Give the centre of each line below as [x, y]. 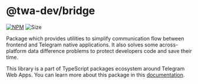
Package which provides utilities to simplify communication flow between [95, 38]
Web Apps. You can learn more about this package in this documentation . [95, 75]
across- [169, 45]
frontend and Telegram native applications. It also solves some [82, 45]
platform [16, 51]
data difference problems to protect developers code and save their [110, 51]
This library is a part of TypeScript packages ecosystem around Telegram [95, 68]
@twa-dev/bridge [51, 11]
